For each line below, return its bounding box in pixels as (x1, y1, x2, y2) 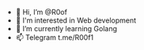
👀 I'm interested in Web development (15, 16, 137, 25)
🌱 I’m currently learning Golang (15, 24, 117, 33)
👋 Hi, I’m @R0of (15, 8, 67, 16)
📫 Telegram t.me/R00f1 (15, 33, 94, 42)
